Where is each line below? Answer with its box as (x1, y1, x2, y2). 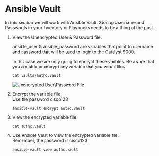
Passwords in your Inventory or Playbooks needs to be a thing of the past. (5, 24, 154, 30)
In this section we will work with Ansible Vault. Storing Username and (5, 20, 144, 25)
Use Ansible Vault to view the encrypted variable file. (12, 132, 119, 138)
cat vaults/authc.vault (12, 73, 61, 78)
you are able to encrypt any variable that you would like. (12, 64, 126, 69)
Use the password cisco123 (12, 96, 68, 102)
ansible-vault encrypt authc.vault (12, 106, 85, 111)
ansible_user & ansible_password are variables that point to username (12, 44, 153, 49)
